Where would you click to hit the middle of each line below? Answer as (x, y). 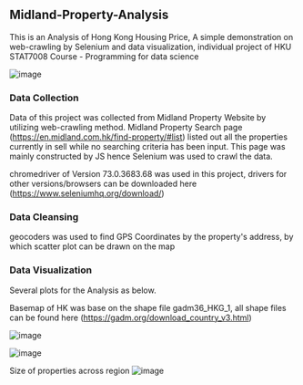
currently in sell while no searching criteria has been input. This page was (147, 147)
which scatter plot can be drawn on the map (92, 246)
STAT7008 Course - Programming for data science (104, 56)
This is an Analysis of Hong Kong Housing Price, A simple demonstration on (151, 36)
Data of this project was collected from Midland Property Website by (138, 118)
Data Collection (44, 98)
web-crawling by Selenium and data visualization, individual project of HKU (151, 47)
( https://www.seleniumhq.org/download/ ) (87, 193)
